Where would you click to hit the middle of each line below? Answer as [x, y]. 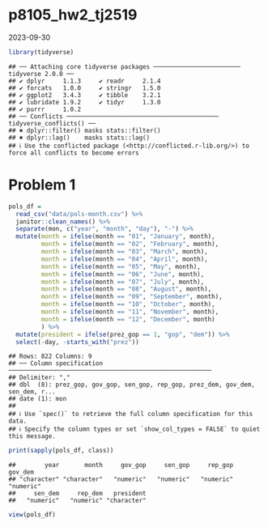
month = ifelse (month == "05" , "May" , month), [121, 266]
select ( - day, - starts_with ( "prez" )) [77, 342]
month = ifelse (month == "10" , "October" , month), [128, 304]
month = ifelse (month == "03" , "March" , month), [124, 252]
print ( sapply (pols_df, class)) [61, 451]
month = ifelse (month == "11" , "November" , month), [130, 312]
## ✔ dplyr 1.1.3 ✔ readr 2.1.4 [85, 81]
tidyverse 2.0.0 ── [41, 74]
